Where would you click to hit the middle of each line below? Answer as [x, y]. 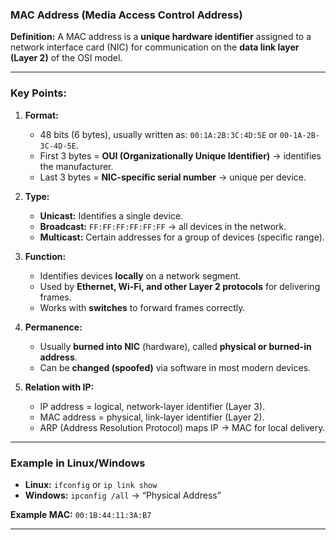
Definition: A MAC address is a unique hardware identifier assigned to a [161, 37]
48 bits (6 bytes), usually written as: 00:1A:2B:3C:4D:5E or [158, 134]
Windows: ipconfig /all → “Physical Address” [123, 495]
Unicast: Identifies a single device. [111, 215]
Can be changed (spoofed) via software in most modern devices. [175, 367]
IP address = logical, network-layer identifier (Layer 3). [152, 406]
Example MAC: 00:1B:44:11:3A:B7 [81, 514]
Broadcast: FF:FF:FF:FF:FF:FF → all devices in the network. [163, 226]
